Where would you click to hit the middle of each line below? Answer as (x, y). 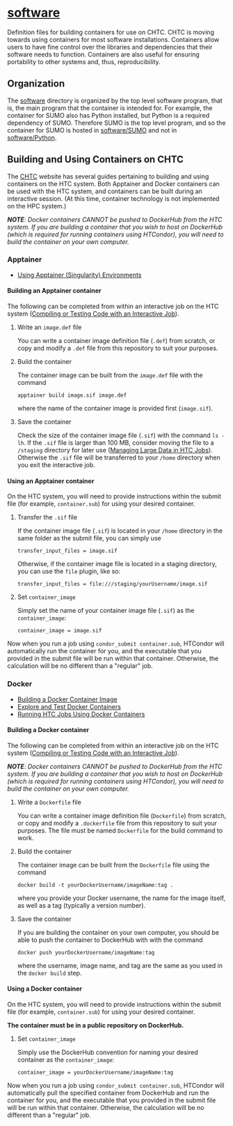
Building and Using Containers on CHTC (96, 159)
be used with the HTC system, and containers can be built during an (105, 191)
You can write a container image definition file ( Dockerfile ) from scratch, (122, 815)
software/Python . (32, 137)
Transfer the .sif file (47, 517)
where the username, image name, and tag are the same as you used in (120, 965)
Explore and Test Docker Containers (69, 706)
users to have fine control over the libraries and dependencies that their (110, 47)
